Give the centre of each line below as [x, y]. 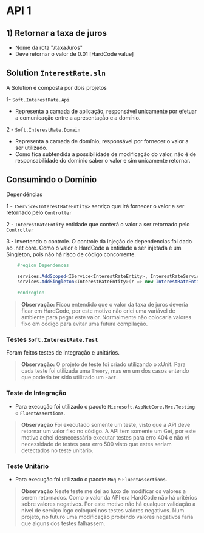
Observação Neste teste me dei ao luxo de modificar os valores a [104, 491]
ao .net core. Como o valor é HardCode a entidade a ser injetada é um [94, 248]
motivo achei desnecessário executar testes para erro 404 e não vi [105, 437]
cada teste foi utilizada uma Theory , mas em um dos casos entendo [105, 371]
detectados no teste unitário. [57, 450]
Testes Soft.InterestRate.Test [52, 339]
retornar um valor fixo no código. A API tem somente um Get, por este [108, 431]
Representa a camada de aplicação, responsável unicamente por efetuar [106, 111]
